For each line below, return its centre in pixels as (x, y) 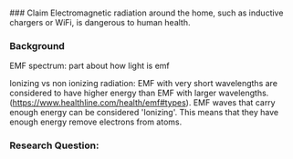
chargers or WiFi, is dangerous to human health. (100, 22)
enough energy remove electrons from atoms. (96, 122)
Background (37, 45)
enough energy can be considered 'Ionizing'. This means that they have (144, 113)
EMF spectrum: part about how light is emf (90, 66)
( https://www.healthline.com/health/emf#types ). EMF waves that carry (142, 103)
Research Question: (54, 145)
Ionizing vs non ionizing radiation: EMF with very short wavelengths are (144, 84)
